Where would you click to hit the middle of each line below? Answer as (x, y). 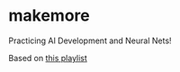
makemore (49, 16)
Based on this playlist (48, 58)
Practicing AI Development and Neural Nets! (90, 40)
